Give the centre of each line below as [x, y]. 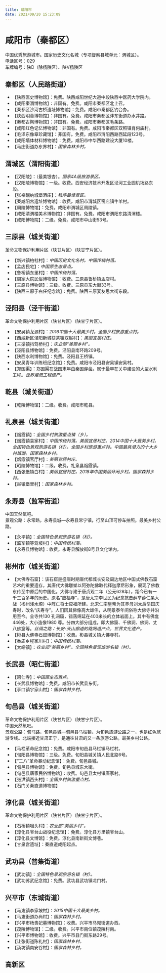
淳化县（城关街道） [34, 802]
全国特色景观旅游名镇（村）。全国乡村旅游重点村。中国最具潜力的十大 [83, 447]
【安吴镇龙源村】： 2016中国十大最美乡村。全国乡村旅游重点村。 [77, 331]
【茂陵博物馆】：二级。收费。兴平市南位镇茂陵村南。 [65, 929]
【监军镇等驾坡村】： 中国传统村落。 [48, 543]
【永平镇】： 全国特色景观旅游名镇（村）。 [53, 537]
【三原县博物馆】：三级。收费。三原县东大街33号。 [64, 285]
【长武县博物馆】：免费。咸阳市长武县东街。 [57, 683]
